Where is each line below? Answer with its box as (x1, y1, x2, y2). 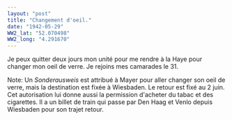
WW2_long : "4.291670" (7, 36, 70, 43)
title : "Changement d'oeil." (7, 17, 92, 24)
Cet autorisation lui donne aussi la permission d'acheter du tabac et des (7, 91, 214, 99)
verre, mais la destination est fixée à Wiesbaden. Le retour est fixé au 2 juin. (7, 83, 225, 92)
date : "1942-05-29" (7, 23, 64, 30)
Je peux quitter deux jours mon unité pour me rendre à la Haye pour (7, 55, 203, 63)
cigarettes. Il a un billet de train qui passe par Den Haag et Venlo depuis (7, 98, 213, 106)
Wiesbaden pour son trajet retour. (7, 105, 105, 114)
